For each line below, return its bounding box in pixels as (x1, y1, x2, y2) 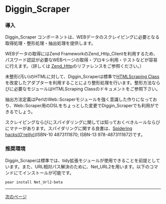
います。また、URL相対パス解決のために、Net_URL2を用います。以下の (5, 163, 150, 169)
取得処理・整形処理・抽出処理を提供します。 (5, 41, 96, 46)
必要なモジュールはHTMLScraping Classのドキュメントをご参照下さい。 (13, 86, 161, 92)
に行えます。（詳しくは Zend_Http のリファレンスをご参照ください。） (5, 63, 144, 69)
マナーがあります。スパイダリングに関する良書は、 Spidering (9, 125, 132, 131)
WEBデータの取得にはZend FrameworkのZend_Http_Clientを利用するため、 (5, 51, 158, 57)
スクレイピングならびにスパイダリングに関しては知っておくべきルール (5, 120, 147, 125)
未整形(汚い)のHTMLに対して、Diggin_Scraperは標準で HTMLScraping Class (5, 74, 160, 80)
